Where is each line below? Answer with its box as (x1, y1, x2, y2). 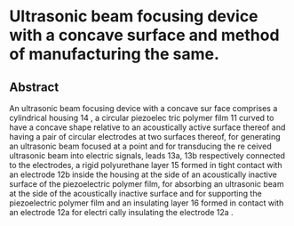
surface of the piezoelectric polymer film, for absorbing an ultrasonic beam (9, 179, 284, 189)
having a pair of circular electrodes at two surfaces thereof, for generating (9, 132, 282, 141)
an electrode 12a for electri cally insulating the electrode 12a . (9, 207, 234, 217)
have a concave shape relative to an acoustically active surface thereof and (9, 122, 286, 133)
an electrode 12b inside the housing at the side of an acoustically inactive (9, 169, 277, 180)
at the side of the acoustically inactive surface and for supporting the (9, 189, 262, 198)
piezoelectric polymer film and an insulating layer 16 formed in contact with (9, 198, 284, 208)
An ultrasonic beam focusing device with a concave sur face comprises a (9, 103, 278, 113)
